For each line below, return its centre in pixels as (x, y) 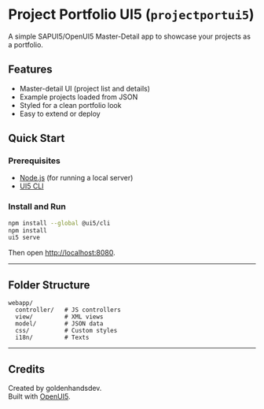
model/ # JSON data (59, 324)
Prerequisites (34, 161)
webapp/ (21, 303)
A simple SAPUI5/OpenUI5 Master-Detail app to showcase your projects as (130, 36)
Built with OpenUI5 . (39, 396)
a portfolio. (26, 44)
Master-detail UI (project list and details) (85, 88)
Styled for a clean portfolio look (70, 105)
